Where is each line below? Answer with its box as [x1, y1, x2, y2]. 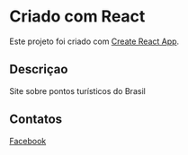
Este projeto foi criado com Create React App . [9, 36, 180, 47]
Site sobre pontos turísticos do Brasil [9, 85, 146, 96]
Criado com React [9, 6, 146, 27]
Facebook [9, 135, 47, 146]
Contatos [9, 112, 63, 127]
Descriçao [9, 62, 68, 77]
